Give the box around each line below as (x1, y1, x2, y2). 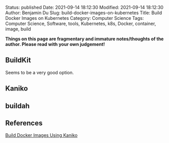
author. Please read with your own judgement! (5, 41, 105, 47)
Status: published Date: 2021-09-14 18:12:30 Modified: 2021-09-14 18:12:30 (5, 5, 164, 10)
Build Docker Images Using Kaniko (5, 132, 78, 138)
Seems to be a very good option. (5, 69, 74, 75)
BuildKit (5, 56, 32, 65)
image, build (5, 26, 32, 32)
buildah (5, 101, 30, 110)
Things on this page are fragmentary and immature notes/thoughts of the (5, 36, 164, 42)
